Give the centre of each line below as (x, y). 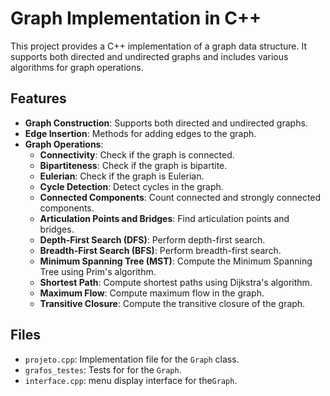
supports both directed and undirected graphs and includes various (149, 56)
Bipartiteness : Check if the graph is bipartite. (133, 165)
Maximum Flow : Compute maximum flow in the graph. (152, 293)
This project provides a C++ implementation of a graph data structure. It (158, 46)
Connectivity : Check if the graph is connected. (137, 154)
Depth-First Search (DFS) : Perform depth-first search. (152, 239)
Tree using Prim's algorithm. (98, 271)
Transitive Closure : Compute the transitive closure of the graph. (172, 303)
